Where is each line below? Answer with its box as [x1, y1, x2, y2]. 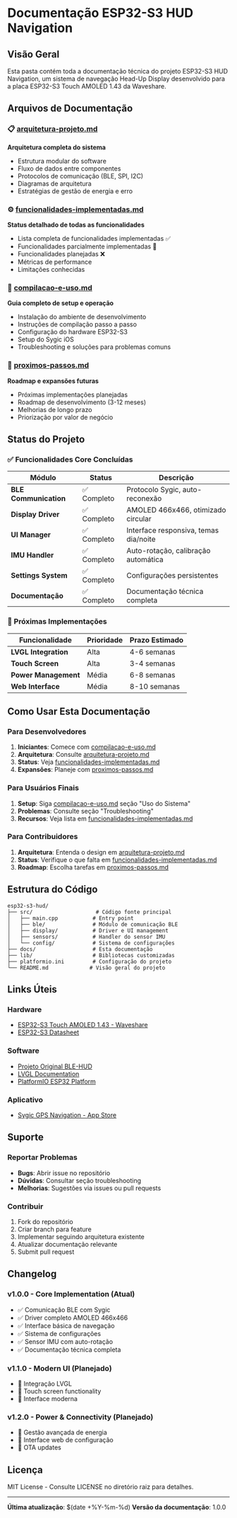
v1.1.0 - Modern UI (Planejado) [7, 1363, 112, 1373]
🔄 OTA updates [17, 1443, 61, 1452]
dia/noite [126, 535, 156, 544]
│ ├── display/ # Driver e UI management [7, 927, 169, 934]
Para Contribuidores [7, 832, 78, 842]
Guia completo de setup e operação [7, 299, 114, 307]
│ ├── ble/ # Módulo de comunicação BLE [7, 920, 178, 928]
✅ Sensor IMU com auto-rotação [17, 1337, 114, 1346]
